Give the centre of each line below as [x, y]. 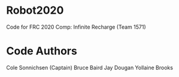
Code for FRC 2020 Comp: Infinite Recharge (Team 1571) [76, 27]
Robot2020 [35, 10]
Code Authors [42, 51]
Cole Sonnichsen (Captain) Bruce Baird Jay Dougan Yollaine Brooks [90, 67]
